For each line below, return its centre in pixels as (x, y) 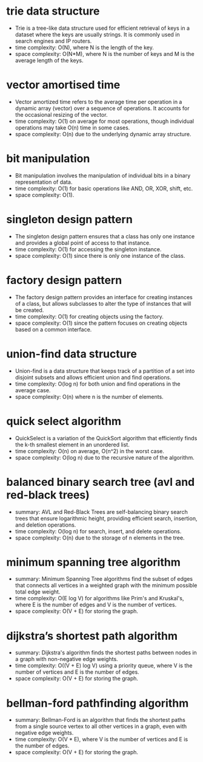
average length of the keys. (49, 60)
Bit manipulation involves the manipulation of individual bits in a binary (103, 175)
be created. (29, 310)
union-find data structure (72, 354)
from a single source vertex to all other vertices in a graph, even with (101, 726)
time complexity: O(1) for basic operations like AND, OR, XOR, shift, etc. (104, 188)
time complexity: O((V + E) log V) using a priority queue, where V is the (104, 666)
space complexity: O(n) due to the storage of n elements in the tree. (100, 538)
